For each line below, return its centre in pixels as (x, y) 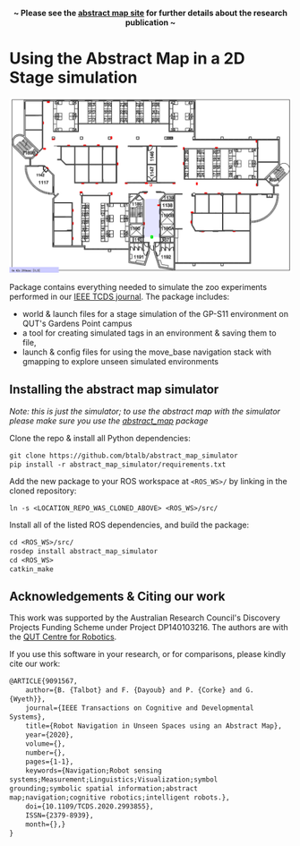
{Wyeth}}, (28, 699)
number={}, (46, 753)
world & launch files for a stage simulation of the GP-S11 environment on (155, 313)
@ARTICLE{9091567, (43, 681)
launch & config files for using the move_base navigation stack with (146, 352)
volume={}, (46, 744)
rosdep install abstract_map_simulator (84, 551)
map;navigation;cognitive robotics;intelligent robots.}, (120, 798)
